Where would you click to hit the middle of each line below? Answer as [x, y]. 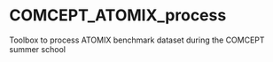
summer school [38, 49]
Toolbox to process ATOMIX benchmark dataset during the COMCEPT [137, 40]
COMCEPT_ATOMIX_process [118, 15]
